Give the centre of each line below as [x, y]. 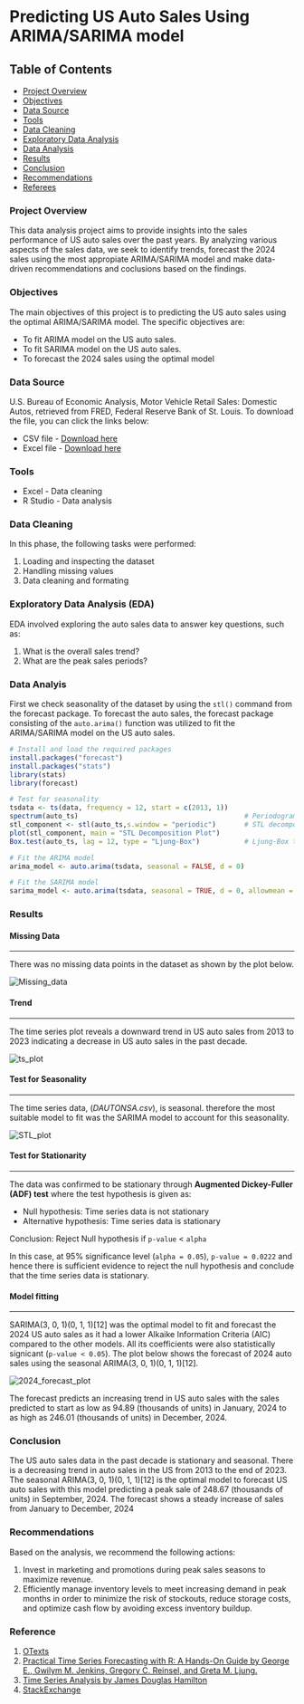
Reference [33, 1632]
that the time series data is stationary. [80, 1275]
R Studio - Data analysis [67, 501]
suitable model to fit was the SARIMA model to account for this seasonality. [149, 1117]
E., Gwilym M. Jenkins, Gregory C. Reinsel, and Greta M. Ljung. [140, 1670]
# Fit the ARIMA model [52, 857]
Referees [39, 187]
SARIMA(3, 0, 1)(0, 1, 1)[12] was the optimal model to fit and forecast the [143, 1325]
